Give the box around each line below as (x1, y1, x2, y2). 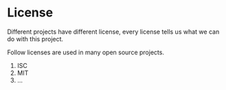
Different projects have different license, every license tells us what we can (7, 27, 220, 36)
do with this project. (7, 34, 64, 43)
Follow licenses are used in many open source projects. (7, 48, 165, 56)
